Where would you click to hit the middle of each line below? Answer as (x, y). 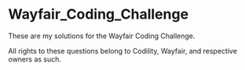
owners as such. (35, 59)
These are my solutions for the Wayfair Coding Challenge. (102, 36)
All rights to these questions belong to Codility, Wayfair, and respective (123, 51)
